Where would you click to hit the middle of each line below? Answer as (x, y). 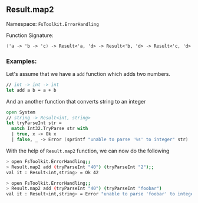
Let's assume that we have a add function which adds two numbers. (88, 74)
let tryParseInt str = (34, 123)
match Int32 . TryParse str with (50, 129)
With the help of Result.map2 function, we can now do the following (88, 151)
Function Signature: (30, 35)
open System (21, 112)
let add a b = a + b (32, 90)
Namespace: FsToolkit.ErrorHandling (52, 24)
